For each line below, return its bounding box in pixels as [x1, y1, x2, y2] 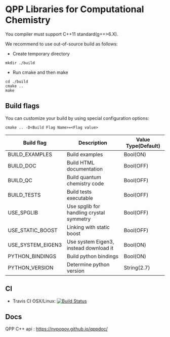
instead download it [66, 244, 114, 251]
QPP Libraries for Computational [5, 4, 144, 15]
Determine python [66, 261, 110, 268]
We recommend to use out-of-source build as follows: [5, 40, 118, 47]
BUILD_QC [8, 177, 33, 184]
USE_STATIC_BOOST [8, 227, 58, 234]
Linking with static [66, 224, 110, 231]
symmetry [66, 215, 91, 222]
